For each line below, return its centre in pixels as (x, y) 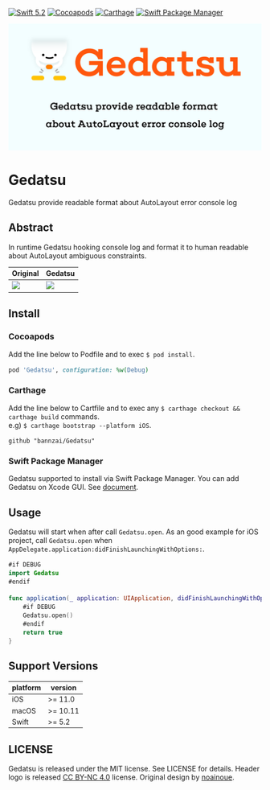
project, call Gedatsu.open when (60, 540)
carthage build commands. (54, 416)
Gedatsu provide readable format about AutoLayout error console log (123, 202)
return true (43, 632)
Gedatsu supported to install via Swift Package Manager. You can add (124, 479)
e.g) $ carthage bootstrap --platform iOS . (80, 425)
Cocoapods (31, 336)
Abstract (31, 228)
